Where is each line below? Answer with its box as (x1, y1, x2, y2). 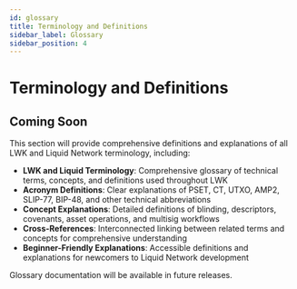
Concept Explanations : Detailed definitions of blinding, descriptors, (22, 204, 277, 214)
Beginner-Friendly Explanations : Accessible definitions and (22, 243, 249, 254)
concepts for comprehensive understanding (22, 233, 188, 244)
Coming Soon (9, 114, 88, 129)
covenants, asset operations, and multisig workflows (22, 214, 220, 224)
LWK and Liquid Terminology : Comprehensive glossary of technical (22, 165, 279, 176)
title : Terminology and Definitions (9, 22, 148, 31)
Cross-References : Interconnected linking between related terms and (22, 224, 285, 234)
